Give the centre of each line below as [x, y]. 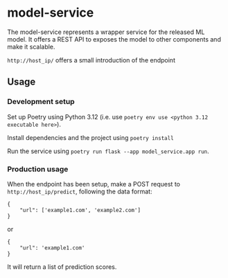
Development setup [41, 102]
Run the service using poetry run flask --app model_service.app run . [108, 151]
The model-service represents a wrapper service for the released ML [106, 32]
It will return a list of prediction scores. [62, 267]
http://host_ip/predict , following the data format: [80, 191]
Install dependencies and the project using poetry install [91, 137]
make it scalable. [31, 46]
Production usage [38, 169]
